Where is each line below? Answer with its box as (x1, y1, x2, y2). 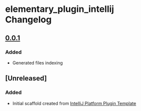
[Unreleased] (5, 74, 47, 83)
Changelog (5, 14, 52, 25)
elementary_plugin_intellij (5, 3, 115, 15)
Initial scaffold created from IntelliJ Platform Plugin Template (12, 100, 137, 106)
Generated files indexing (12, 59, 63, 65)
